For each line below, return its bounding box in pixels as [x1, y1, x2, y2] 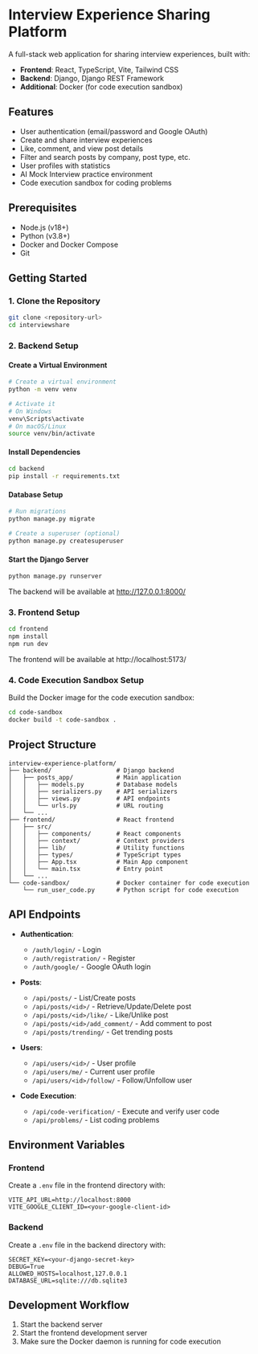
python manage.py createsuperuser [8, 537, 125, 546]
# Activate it [8, 399, 56, 407]
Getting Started [8, 271, 88, 284]
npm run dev [8, 640, 48, 648]
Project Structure [8, 738, 96, 752]
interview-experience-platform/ [8, 759, 117, 767]
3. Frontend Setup [8, 607, 80, 618]
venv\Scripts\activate [8, 415, 84, 423]
